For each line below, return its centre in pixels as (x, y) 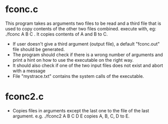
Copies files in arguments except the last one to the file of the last (81, 110)
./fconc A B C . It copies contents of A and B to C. (57, 34)
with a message (29, 71)
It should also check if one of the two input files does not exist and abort (88, 65)
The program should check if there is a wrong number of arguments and (88, 55)
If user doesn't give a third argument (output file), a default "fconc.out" (86, 44)
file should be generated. (39, 49)
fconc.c (22, 9)
